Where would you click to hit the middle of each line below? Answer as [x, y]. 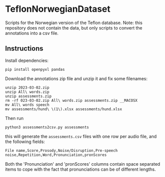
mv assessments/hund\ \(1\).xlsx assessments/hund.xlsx [64, 109]
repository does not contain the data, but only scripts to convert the [74, 28]
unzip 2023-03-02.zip [27, 88]
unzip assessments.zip [28, 96]
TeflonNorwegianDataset [58, 9]
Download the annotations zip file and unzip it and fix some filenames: [76, 78]
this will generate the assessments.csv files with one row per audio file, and [81, 136]
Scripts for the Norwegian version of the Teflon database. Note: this [74, 23]
